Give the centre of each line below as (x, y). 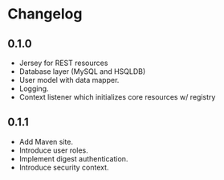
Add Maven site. (46, 141)
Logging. (34, 88)
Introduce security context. (64, 167)
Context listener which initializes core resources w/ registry (117, 97)
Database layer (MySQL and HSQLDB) (82, 72)
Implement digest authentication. (73, 158)
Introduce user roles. (54, 150)
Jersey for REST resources (63, 63)
